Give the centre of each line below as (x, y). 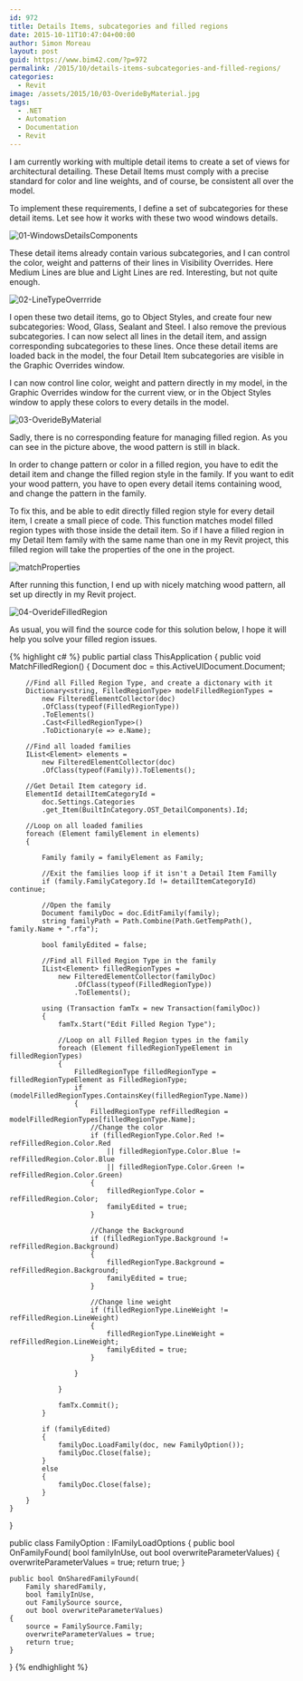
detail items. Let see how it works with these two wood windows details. (144, 218)
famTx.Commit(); (88, 1405)
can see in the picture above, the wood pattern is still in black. (125, 446)
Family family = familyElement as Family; (123, 857)
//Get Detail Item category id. (86, 786)
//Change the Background (137, 1230)
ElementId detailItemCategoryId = (90, 794)
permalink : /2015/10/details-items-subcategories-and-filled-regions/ (145, 69)
